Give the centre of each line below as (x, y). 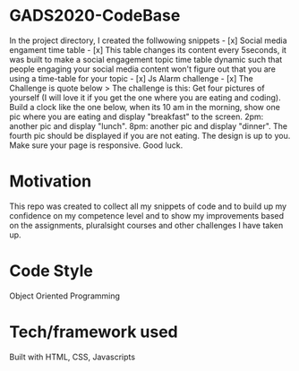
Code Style (51, 271)
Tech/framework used (94, 332)
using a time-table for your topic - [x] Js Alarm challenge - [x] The (131, 78)
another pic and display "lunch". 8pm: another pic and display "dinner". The (149, 125)
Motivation (51, 181)
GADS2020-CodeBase (95, 16)
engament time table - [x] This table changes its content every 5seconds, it (148, 49)
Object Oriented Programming (65, 296)
